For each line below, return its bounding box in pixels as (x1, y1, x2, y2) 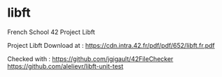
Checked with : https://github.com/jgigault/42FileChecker (7, 54, 174, 63)
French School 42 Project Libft (7, 28, 96, 36)
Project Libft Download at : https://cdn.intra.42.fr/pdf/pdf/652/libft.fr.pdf (7, 41, 215, 49)
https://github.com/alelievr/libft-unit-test (7, 62, 124, 70)
